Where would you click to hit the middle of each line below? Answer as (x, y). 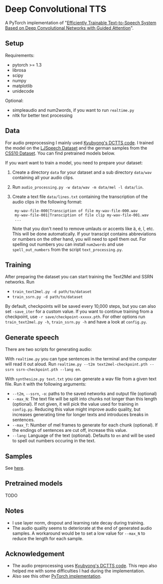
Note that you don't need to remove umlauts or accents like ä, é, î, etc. (83, 228)
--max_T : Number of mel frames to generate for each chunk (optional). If (85, 425)
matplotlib (22, 86)
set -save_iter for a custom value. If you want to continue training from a (79, 312)
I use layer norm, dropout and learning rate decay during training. (78, 522)
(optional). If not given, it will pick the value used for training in (75, 404)
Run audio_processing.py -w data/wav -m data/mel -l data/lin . (78, 187)
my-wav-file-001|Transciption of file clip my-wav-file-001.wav (81, 215)
